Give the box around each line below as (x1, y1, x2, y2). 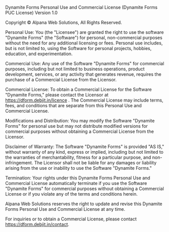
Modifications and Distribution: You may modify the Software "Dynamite (5, 118, 155, 123)
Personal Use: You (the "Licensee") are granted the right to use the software (5, 29, 164, 35)
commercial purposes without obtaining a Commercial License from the (5, 128, 154, 134)
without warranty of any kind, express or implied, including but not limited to (5, 149, 164, 155)
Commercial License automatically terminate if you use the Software (5, 180, 147, 186)
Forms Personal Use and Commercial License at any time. (5, 206, 125, 212)
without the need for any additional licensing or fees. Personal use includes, (5, 40, 163, 46)
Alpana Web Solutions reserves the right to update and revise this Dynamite (5, 201, 162, 207)
